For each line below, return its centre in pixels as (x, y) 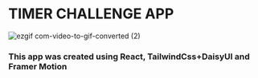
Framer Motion (38, 66)
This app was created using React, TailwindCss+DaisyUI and (129, 57)
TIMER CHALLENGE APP (91, 14)
